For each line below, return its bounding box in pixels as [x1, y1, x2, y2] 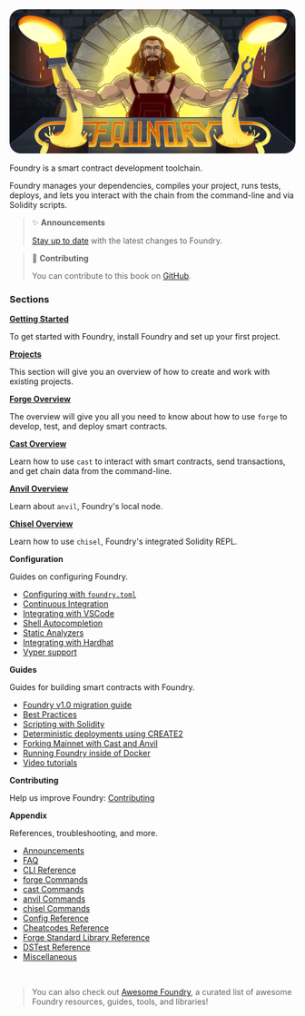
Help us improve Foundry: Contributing [9, 793, 155, 804]
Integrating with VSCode [22, 608, 115, 619]
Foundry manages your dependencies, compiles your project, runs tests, [9, 180, 281, 191]
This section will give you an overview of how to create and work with [9, 367, 271, 378]
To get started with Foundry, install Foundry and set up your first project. [9, 331, 281, 342]
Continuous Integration [22, 598, 109, 609]
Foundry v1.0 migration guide [22, 699, 133, 711]
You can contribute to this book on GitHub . [31, 270, 192, 281]
